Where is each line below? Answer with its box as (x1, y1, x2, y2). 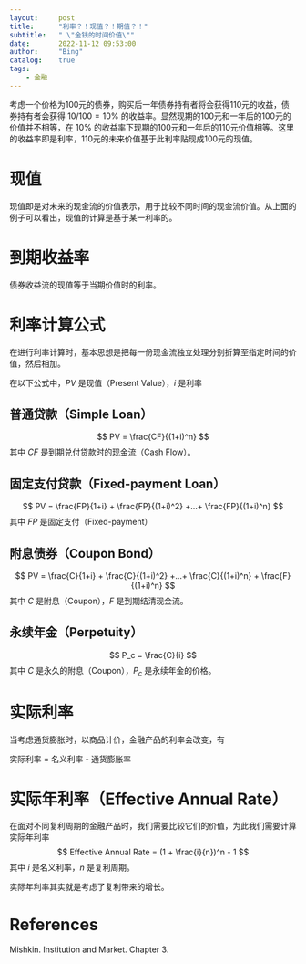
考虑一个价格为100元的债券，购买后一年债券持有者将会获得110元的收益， (9, 99, 282, 110)
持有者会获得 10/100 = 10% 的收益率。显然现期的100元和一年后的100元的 (16, 110, 291, 121)
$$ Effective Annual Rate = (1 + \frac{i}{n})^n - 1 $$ (56, 846, 250, 858)
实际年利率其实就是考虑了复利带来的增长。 (9, 882, 169, 893)
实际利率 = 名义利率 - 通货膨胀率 (9, 753, 132, 764)
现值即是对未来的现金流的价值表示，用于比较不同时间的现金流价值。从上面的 (9, 200, 297, 211)
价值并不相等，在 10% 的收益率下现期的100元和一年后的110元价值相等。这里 (9, 121, 294, 132)
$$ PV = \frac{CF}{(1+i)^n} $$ (97, 431, 209, 443)
